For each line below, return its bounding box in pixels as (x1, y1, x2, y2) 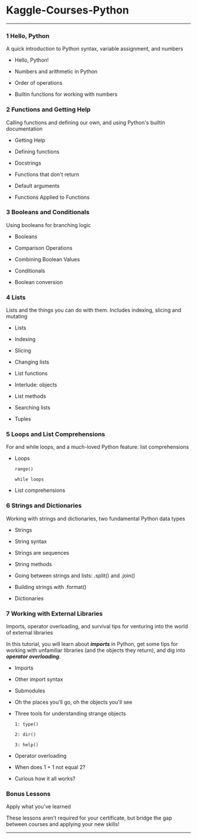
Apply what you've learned (6, 803, 72, 810)
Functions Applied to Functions (14, 194, 90, 201)
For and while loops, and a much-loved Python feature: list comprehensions (6, 444, 189, 451)
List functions (14, 370, 48, 377)
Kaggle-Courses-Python (6, 4, 129, 17)
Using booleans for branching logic (6, 221, 91, 228)
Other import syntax (14, 676, 63, 683)
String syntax (14, 538, 47, 545)
